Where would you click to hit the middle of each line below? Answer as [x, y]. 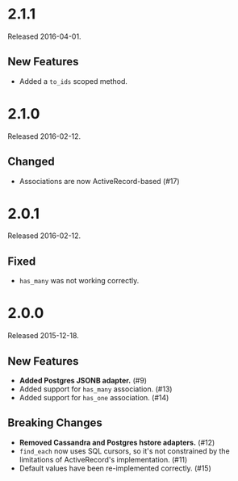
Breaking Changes [55, 423]
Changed [31, 162]
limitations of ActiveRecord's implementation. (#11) [103, 459]
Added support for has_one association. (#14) [94, 397]
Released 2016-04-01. [44, 36]
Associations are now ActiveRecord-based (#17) [99, 181]
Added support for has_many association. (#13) [96, 389]
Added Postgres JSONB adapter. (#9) [83, 381]
